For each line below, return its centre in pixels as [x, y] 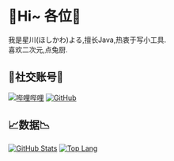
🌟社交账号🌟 [36, 77]
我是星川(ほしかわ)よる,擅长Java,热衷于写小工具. [87, 40]
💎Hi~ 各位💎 [45, 16]
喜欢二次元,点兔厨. [38, 49]
